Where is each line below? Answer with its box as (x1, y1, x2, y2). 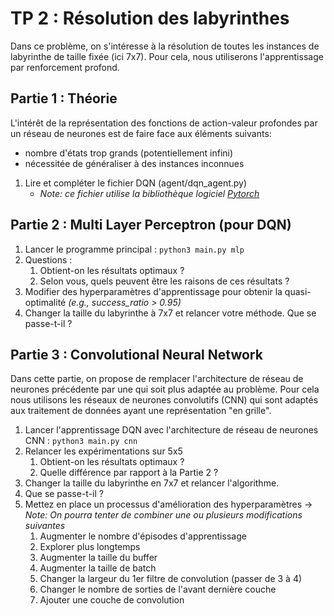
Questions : (24, 253, 73, 266)
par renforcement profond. (10, 61, 120, 73)
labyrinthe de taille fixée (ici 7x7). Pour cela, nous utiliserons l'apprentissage (10, 50, 324, 62)
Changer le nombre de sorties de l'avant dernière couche (39, 583, 277, 596)
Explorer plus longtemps (39, 541, 141, 553)
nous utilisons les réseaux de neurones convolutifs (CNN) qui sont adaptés (10, 394, 319, 406)
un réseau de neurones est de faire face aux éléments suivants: (10, 127, 272, 139)
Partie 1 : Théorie (10, 90, 118, 107)
